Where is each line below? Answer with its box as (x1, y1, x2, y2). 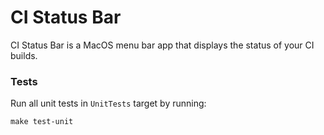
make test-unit (10, 117, 74, 127)
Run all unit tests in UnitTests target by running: (10, 97, 207, 110)
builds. (10, 49, 38, 61)
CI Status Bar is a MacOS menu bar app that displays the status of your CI (10, 39, 315, 51)
